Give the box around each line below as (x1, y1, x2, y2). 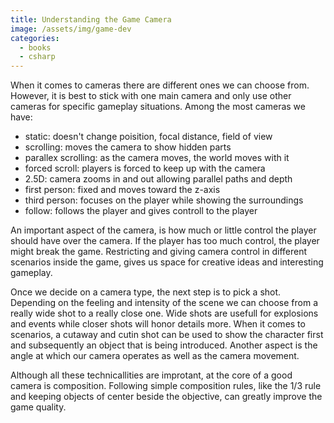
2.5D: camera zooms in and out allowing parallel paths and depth (24, 173, 293, 185)
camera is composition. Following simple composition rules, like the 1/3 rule (10, 380, 322, 392)
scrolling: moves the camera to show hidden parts (24, 141, 232, 153)
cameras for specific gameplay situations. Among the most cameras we (10, 101, 306, 113)
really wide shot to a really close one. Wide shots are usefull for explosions (10, 307, 319, 320)
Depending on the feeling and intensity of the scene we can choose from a (10, 297, 319, 309)
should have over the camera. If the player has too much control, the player (10, 235, 320, 247)
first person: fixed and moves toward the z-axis (24, 184, 221, 196)
